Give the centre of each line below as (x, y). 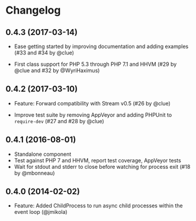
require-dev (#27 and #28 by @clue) (59, 121)
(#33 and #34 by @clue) (44, 53)
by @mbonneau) (34, 173)
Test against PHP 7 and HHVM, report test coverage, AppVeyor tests (97, 160)
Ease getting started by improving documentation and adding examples (101, 46)
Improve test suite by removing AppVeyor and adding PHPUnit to (93, 115)
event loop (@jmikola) (41, 212)
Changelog (33, 10)
